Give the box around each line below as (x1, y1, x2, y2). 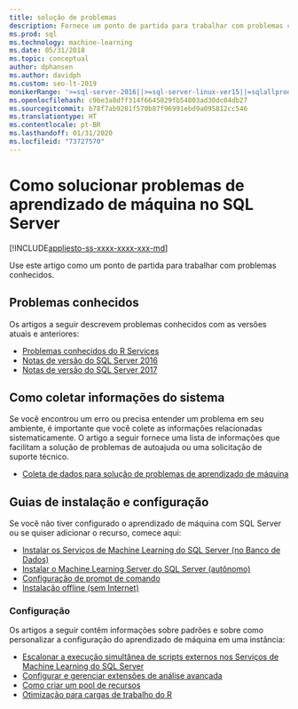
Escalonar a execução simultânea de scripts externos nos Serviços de (21, 651, 279, 663)
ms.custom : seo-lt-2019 (9, 79, 98, 88)
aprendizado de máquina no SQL (9, 194, 255, 214)
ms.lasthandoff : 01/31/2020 (9, 129, 114, 138)
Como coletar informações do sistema (9, 390, 225, 405)
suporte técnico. (9, 451, 69, 463)
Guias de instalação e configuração (9, 495, 209, 510)
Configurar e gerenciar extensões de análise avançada (21, 671, 223, 681)
